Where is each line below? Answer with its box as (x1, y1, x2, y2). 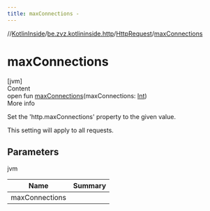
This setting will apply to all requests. (7, 126, 114, 134)
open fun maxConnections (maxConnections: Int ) (7, 91, 148, 100)
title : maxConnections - (7, 10, 80, 17)
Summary (73, 181, 107, 191)
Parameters (7, 146, 59, 157)
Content (7, 84, 31, 93)
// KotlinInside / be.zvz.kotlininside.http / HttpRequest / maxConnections (7, 29, 203, 38)
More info (7, 99, 36, 107)
